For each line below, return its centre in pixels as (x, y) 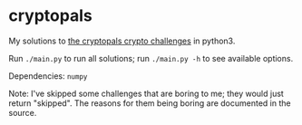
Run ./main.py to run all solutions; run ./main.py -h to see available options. (151, 58)
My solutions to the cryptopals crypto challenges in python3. (122, 41)
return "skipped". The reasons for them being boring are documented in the (150, 103)
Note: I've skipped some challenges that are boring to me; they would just (146, 93)
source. (23, 112)
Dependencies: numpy (48, 76)
